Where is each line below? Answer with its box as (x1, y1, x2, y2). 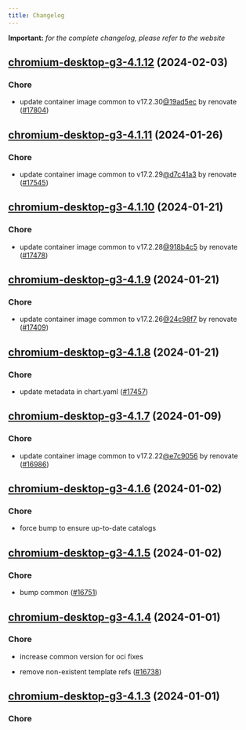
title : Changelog (8, 11, 65, 20)
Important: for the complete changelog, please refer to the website (8, 33, 226, 42)
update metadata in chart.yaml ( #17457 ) (19, 387, 149, 396)
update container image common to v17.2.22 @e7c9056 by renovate (19, 451, 239, 460)
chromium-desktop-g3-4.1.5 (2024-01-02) (8, 546, 222, 560)
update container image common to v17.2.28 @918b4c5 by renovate (19, 242, 238, 251)
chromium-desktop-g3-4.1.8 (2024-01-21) (8, 345, 219, 359)
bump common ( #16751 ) (19, 588, 98, 597)
